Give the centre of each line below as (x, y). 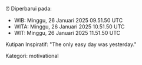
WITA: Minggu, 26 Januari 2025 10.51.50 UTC (69, 27)
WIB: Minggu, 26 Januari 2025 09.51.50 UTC (68, 20)
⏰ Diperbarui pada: (29, 9)
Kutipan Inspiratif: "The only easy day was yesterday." (71, 44)
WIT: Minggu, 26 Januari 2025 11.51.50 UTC (67, 33)
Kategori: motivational (32, 56)
